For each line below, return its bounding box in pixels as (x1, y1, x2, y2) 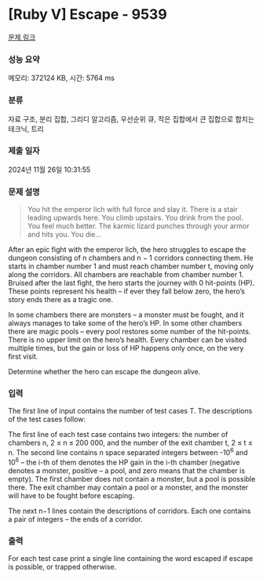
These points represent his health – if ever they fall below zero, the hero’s (8, 286, 246, 296)
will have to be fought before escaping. (8, 490, 135, 500)
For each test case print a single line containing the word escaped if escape (8, 554, 254, 563)
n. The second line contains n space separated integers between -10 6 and (8, 446, 249, 457)
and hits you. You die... (27, 230, 102, 239)
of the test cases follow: (8, 414, 86, 424)
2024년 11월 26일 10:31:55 (8, 165, 91, 174)
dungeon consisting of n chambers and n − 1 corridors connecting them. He (8, 253, 254, 263)
